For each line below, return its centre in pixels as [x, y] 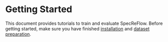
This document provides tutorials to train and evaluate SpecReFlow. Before [84, 23]
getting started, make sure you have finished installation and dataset [77, 28]
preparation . [18, 34]
